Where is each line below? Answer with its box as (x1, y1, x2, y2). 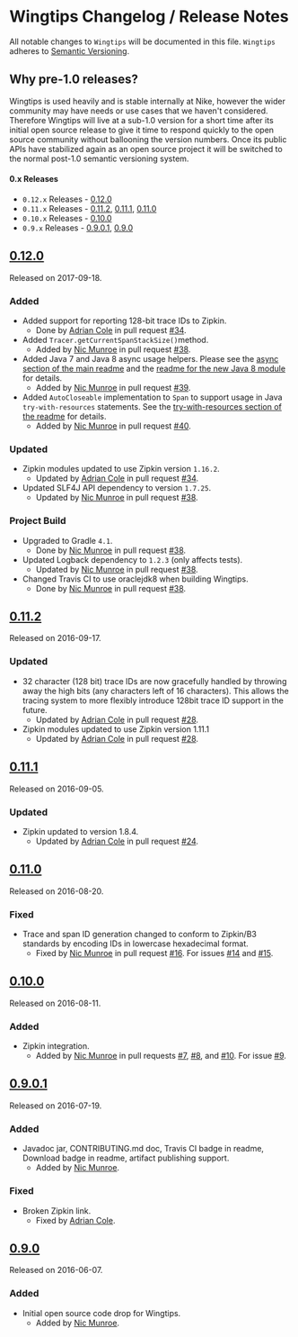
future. (22, 704, 48, 715)
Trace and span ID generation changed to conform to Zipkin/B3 (22, 928, 258, 939)
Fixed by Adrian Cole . (35, 1215, 116, 1225)
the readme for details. (22, 411, 107, 422)
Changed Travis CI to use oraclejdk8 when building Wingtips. (22, 574, 249, 584)
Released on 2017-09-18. (9, 272, 102, 283)
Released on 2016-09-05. (9, 783, 105, 794)
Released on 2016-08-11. (9, 998, 101, 1008)
